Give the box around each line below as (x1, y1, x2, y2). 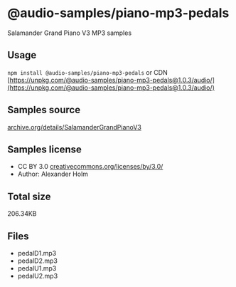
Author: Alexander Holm (17, 169, 89, 179)
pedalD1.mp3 (17, 249, 57, 257)
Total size (7, 190, 51, 202)
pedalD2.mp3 (17, 256, 58, 265)
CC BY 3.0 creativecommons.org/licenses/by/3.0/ (17, 162, 163, 171)
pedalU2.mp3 (17, 272, 58, 280)
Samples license (7, 143, 82, 155)
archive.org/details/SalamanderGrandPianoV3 (7, 122, 142, 131)
